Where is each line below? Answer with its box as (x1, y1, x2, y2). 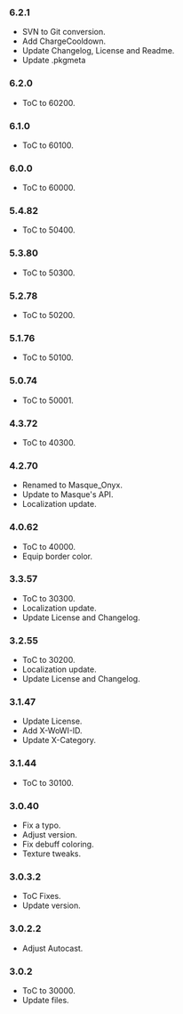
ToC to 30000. (21, 985, 76, 995)
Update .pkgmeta (21, 55, 86, 66)
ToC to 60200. (21, 97, 76, 108)
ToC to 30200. (21, 655, 76, 666)
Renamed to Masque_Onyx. (21, 479, 123, 491)
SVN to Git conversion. (21, 27, 107, 37)
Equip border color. (21, 551, 93, 561)
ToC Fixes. (21, 891, 61, 902)
